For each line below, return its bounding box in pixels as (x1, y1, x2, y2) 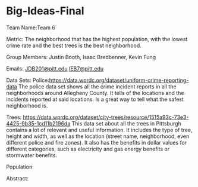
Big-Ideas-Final (6, 4, 84, 18)
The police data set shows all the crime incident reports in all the (18, 82, 177, 90)
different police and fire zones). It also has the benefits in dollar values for (6, 139, 187, 146)
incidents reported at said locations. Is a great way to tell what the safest (6, 96, 184, 103)
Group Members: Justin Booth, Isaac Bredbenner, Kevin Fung (6, 53, 156, 60)
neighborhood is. (6, 102, 48, 109)
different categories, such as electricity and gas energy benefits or (6, 145, 170, 152)
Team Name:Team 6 (6, 24, 55, 31)
